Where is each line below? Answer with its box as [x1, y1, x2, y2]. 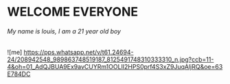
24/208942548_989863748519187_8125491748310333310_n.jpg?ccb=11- [7, 55, 214, 64]
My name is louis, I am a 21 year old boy [7, 27, 122, 35]
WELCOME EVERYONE [7, 4, 139, 20]
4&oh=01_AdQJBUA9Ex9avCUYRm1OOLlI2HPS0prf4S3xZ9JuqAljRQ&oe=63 [7, 63, 223, 71]
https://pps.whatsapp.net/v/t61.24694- [23, 48, 134, 57]
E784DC [7, 70, 31, 79]
